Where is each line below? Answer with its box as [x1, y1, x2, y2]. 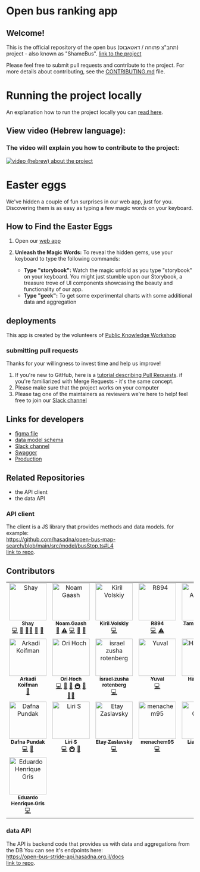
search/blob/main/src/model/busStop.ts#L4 [6, 542, 114, 549]
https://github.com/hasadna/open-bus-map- [6, 536, 116, 543]
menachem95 [140, 738, 174, 746]
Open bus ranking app [6, 4, 118, 18]
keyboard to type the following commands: [14, 255, 120, 262]
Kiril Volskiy [99, 620, 129, 627]
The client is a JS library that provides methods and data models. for [6, 523, 174, 530]
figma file [14, 430, 39, 437]
